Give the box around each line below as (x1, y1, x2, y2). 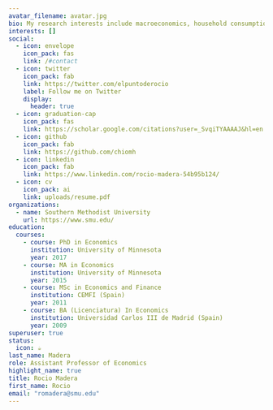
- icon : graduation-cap (15, 110, 96, 119)
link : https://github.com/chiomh (23, 148, 136, 156)
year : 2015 (29, 276, 67, 284)
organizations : (8, 201, 60, 209)
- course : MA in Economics (23, 261, 115, 269)
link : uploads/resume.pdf (23, 192, 111, 201)
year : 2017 (29, 253, 67, 261)
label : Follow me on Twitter (23, 87, 122, 96)
